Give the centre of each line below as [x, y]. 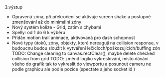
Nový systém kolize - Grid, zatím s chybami [57, 27]
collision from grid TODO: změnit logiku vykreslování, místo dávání [80, 58]
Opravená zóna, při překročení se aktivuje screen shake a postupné [81, 17]
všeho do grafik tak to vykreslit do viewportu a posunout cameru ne [82, 64]
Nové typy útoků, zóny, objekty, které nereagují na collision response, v [85, 43]
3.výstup [14, 7]
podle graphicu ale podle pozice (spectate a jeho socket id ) [74, 69]
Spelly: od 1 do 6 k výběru [38, 32]
